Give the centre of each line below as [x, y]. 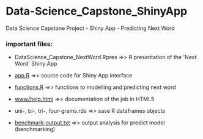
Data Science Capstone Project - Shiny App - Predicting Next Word [90, 28]
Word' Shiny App [36, 64]
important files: [29, 44]
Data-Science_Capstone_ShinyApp [97, 11]
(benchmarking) [35, 129]
